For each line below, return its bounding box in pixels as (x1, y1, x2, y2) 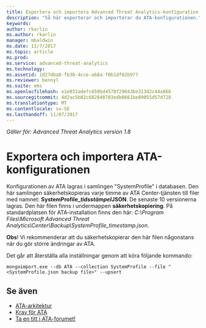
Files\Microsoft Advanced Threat (6, 215, 90, 223)
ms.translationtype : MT (6, 100, 67, 106)
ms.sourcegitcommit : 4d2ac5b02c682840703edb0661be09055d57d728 (6, 94, 172, 100)
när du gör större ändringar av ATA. (6, 240, 96, 248)
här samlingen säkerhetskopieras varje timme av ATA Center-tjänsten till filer (6, 189, 200, 196)
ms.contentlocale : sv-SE (6, 105, 70, 112)
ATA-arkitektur (15, 302, 52, 310)
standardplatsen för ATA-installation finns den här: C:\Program (6, 209, 164, 216)
